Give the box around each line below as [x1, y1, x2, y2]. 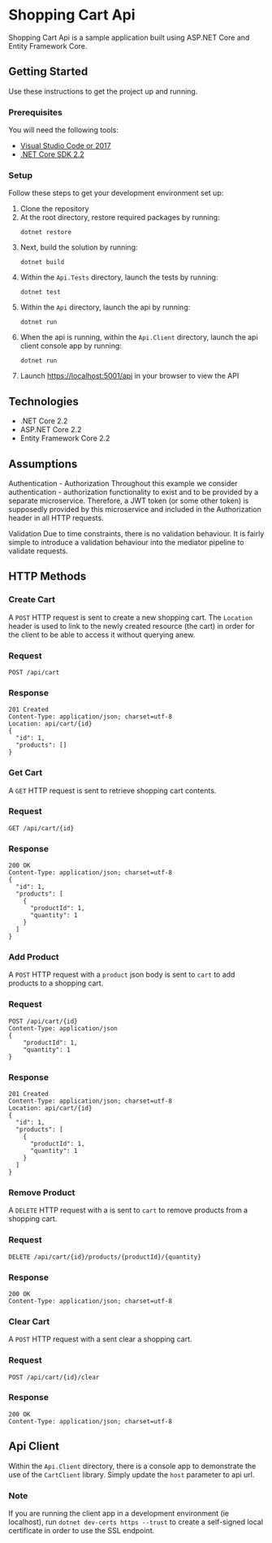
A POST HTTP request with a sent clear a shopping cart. [8, 1334, 192, 1344]
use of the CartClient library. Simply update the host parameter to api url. [8, 1469, 255, 1480]
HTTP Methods [8, 570, 87, 583]
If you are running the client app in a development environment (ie [8, 1508, 230, 1518]
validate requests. [8, 546, 68, 556]
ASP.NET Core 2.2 [19, 425, 82, 435]
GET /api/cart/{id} [8, 824, 75, 832]
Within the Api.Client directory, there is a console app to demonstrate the [8, 1461, 257, 1471]
